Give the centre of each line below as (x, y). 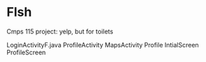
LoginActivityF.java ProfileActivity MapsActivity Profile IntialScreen (103, 45)
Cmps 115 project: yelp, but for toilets (60, 31)
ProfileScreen (26, 52)
